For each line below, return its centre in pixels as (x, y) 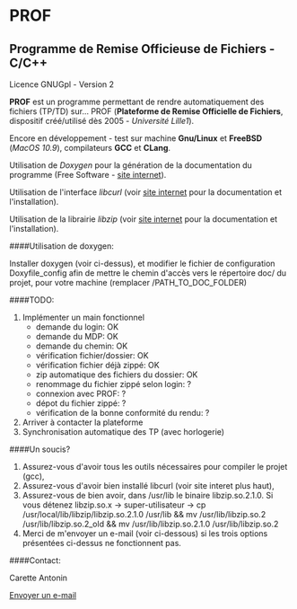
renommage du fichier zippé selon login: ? (114, 384)
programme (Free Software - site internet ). (88, 175)
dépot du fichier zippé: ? (81, 403)
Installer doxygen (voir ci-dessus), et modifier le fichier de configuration (142, 263)
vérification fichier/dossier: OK (92, 355)
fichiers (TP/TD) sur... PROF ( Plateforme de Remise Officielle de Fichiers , (146, 111)
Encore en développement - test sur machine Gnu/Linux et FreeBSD (136, 138)
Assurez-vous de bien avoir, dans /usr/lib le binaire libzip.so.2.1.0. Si (148, 495)
